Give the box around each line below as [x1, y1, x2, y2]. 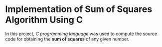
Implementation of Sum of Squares [5, 3, 153, 15]
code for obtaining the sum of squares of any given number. [5, 36, 130, 42]
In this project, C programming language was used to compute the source [5, 30, 158, 36]
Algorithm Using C [5, 14, 83, 25]
